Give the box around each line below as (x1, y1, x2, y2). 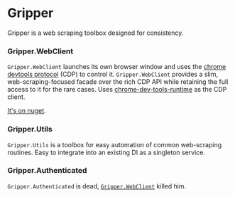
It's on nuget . (7, 107, 46, 115)
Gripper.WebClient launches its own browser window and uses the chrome (7, 63, 226, 71)
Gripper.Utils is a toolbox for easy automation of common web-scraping (7, 140, 222, 149)
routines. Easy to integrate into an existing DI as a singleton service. (7, 148, 206, 156)
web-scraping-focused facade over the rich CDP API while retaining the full (7, 78, 229, 86)
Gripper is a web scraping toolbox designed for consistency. (7, 28, 184, 37)
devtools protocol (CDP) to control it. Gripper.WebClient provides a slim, (7, 70, 219, 79)
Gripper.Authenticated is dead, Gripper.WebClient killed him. (7, 181, 187, 190)
